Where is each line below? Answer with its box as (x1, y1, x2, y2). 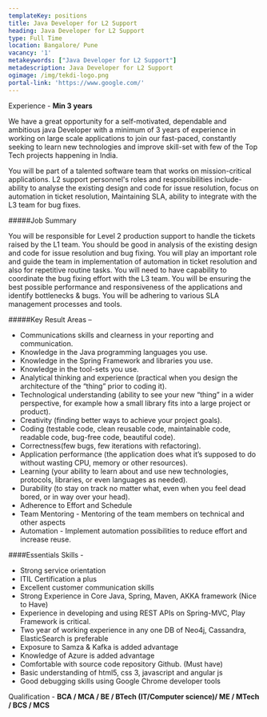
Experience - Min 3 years (8, 101, 94, 111)
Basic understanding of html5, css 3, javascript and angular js (19, 667, 223, 677)
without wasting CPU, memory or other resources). (19, 457, 188, 467)
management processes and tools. (8, 299, 122, 308)
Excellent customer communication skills (19, 582, 154, 592)
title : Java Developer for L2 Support (8, 19, 137, 27)
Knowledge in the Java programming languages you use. (19, 347, 208, 356)
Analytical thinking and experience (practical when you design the (19, 373, 238, 382)
